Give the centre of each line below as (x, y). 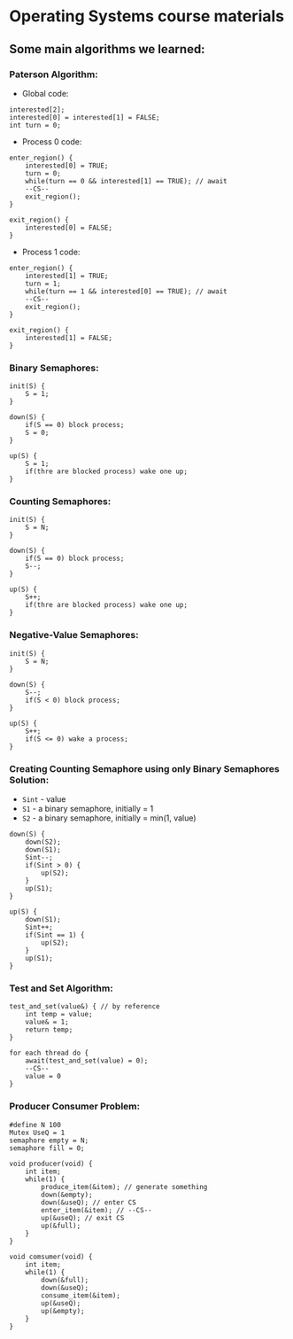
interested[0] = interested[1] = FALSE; (85, 117)
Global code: (45, 93)
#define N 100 (35, 1125)
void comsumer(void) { (51, 1257)
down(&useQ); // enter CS (89, 1203)
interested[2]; (37, 109)
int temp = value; (59, 1015)
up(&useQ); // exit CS (83, 1218)
